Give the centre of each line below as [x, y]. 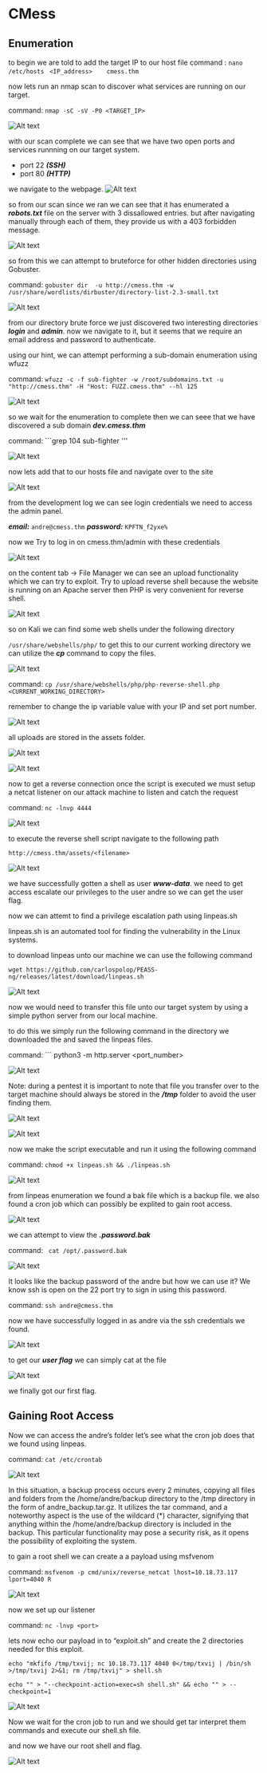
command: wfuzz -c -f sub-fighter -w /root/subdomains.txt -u [116, 379]
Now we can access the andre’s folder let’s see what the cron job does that [132, 1435]
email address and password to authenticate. [82, 339]
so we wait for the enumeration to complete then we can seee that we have [132, 417]
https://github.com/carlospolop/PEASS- [92, 970]
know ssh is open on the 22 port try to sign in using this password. [118, 1290]
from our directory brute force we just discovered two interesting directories [133, 323]
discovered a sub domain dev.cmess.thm [77, 425]
